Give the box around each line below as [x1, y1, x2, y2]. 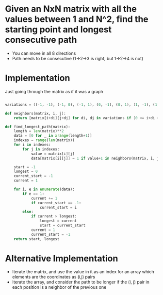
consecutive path [5, 34, 77, 46]
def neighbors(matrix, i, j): [5, 111, 66, 116]
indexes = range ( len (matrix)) [14, 138, 75, 143]
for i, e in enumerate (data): [14, 187, 75, 192]
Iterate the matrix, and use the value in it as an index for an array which [12, 269, 154, 275]
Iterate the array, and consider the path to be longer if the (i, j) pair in [12, 279, 149, 285]
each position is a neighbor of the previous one [12, 284, 107, 290]
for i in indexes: [14, 142, 51, 147]
